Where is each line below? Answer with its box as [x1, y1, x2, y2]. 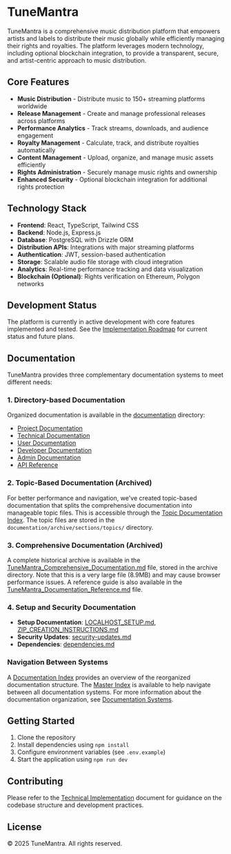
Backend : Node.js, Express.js [17, 228, 101, 237]
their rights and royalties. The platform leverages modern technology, [7, 41, 205, 50]
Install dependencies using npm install [17, 741, 130, 749]
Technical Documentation [17, 432, 90, 440]
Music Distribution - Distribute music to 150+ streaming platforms [17, 95, 205, 103]
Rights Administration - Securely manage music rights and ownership [17, 168, 217, 176]
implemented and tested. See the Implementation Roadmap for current [7, 325, 208, 333]
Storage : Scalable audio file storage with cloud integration [17, 257, 183, 266]
